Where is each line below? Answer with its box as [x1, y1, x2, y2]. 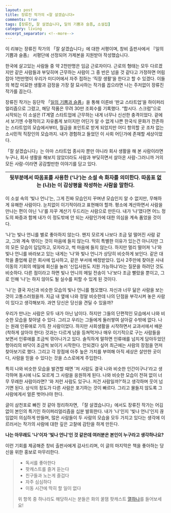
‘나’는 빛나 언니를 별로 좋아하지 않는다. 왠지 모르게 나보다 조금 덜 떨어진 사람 [5, 232, 155, 237]
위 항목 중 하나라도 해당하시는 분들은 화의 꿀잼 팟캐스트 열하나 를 [17, 496, 144, 502]
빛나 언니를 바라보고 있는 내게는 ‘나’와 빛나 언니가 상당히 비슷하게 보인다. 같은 [5, 251, 158, 257]
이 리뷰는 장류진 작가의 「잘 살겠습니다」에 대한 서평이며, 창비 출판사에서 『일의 [5, 46, 164, 51]
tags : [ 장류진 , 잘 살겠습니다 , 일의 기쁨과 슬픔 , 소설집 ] [5, 21, 110, 27]
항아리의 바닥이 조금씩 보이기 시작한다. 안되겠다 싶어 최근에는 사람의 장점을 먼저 [5, 342, 163, 348]
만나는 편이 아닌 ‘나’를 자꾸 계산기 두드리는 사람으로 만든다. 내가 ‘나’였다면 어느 [5, 208, 160, 214]
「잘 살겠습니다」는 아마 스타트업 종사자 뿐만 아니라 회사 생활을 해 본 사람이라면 [5, 148, 164, 154]
